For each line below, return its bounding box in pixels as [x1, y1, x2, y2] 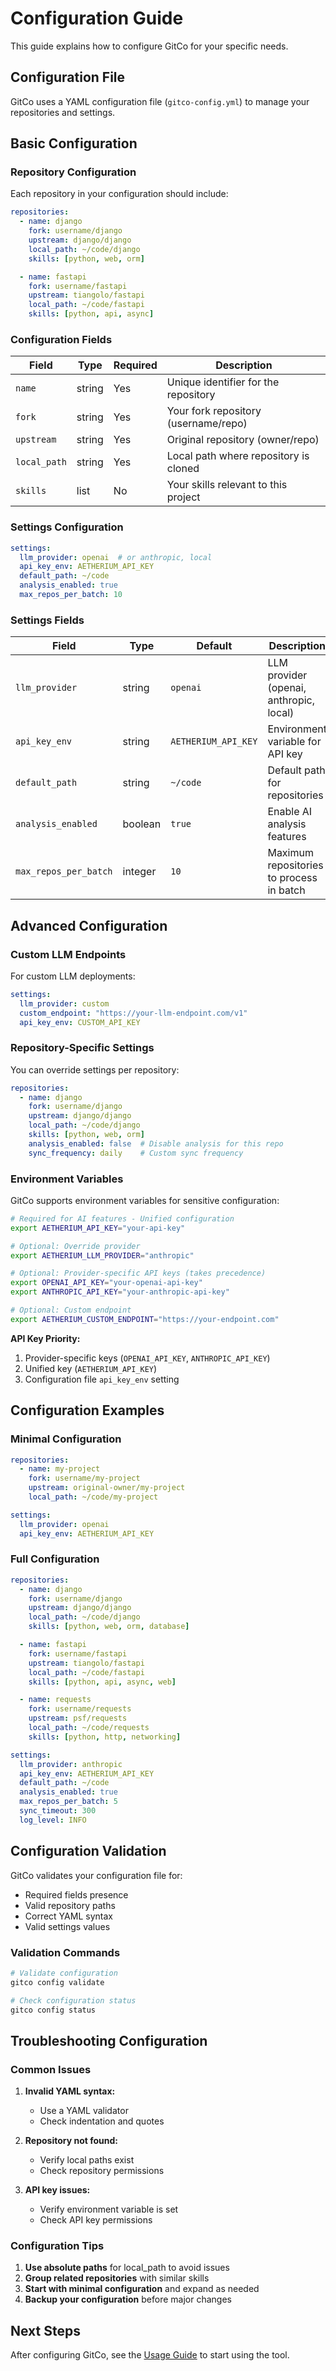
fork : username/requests [28, 1704, 132, 1714]
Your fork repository [166, 404, 262, 418]
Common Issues [10, 2062, 92, 2076]
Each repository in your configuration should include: [10, 188, 229, 200]
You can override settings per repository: [10, 1063, 180, 1076]
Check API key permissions [39, 2214, 153, 2226]
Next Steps [10, 2322, 81, 2339]
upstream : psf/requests [28, 1713, 128, 1724]
